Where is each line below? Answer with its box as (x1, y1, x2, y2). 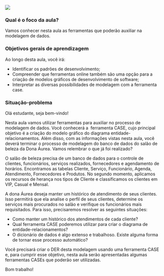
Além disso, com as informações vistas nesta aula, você (41, 135, 155, 141)
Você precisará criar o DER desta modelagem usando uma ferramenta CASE (5, 246, 160, 252)
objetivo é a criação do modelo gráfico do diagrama (5, 130, 110, 136)
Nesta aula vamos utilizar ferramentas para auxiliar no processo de (5, 119, 141, 125)
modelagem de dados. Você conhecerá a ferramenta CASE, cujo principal (5, 125, 156, 131)
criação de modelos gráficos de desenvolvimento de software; (12, 76, 139, 82)
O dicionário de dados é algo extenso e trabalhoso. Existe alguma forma (12, 231, 159, 238)
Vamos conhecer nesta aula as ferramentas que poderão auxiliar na (5, 28, 142, 34)
